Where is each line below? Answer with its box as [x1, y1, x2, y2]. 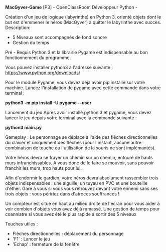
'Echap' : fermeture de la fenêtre [12, 241, 80, 247]
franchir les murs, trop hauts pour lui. [5, 165, 82, 171]
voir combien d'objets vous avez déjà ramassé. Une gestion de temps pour [5, 206, 160, 212]
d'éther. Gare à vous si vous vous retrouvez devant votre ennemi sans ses [5, 185, 158, 191]
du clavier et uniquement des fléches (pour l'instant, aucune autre [5, 140, 142, 145]
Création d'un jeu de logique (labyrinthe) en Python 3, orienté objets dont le [5, 14, 161, 20]
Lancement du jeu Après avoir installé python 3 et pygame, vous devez [5, 110, 152, 115]
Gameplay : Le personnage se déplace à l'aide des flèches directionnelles [5, 134, 158, 140]
